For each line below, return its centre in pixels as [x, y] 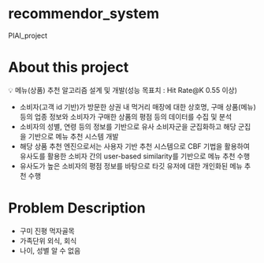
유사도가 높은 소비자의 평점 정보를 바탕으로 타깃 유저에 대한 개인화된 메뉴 [131, 165]
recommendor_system [84, 14]
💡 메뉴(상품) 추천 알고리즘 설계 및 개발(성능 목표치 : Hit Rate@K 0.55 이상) [123, 90]
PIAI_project [28, 35]
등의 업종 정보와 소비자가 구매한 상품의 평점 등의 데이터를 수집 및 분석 [126, 117]
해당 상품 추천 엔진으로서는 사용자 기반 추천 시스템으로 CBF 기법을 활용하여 [135, 146]
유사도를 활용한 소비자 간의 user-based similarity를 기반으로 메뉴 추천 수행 [135, 156]
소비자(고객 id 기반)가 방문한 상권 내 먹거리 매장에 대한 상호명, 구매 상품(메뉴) [138, 106]
